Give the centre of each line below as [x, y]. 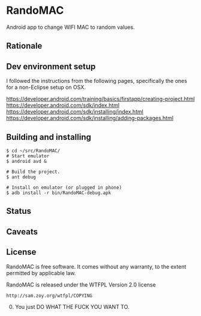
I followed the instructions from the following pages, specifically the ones [97, 81]
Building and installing [49, 137]
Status [19, 211]
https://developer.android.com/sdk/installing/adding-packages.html [90, 118]
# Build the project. [33, 172]
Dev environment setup [51, 66]
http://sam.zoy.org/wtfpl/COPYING [49, 296]
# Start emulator [28, 156]
